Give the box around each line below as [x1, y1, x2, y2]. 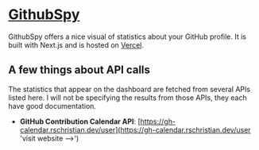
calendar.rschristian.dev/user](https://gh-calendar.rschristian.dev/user [19, 125, 252, 134]
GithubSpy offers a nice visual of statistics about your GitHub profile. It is [8, 32, 247, 41]
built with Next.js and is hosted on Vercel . [8, 40, 145, 49]
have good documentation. [8, 101, 97, 110]
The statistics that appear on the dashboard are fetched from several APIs [8, 84, 251, 94]
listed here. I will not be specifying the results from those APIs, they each [8, 93, 248, 102]
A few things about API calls [8, 63, 151, 77]
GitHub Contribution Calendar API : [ [19, 117, 141, 126]
